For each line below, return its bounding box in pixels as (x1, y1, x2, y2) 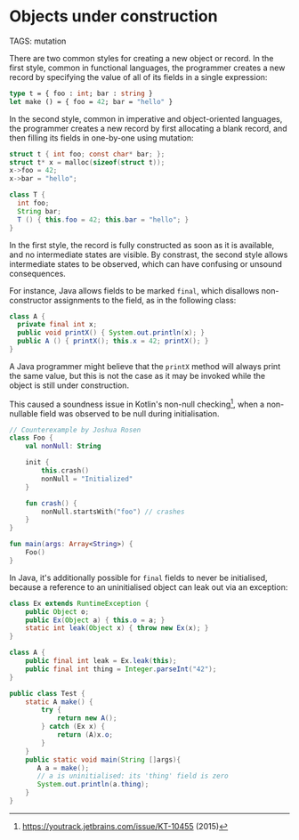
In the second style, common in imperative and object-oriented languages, (9, 113, 283, 124)
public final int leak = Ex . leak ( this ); (25, 657, 177, 666)
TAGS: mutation (9, 36, 67, 46)
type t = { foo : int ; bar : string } (9, 89, 153, 98)
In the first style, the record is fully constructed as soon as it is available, (9, 239, 275, 250)
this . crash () (41, 466, 90, 475)
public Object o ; (25, 607, 90, 616)
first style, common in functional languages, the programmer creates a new (9, 62, 286, 73)
